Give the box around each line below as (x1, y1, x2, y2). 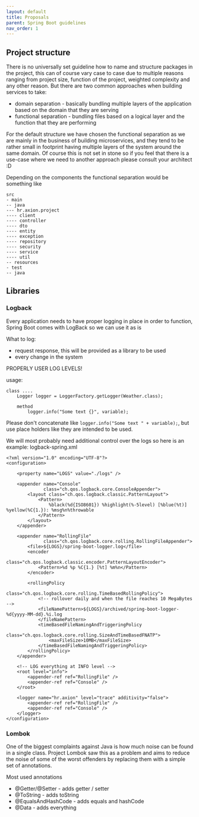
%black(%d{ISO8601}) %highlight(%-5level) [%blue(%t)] (48, 502, 187, 508)
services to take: (6, 89, 47, 96)
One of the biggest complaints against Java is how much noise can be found (6, 743, 194, 750)
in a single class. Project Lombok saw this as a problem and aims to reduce (6, 749, 190, 757)
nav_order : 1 (6, 25, 39, 32)
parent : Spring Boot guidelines (6, 20, 86, 26)
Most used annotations (6, 773, 62, 781)
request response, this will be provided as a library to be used (14, 347, 166, 354)
